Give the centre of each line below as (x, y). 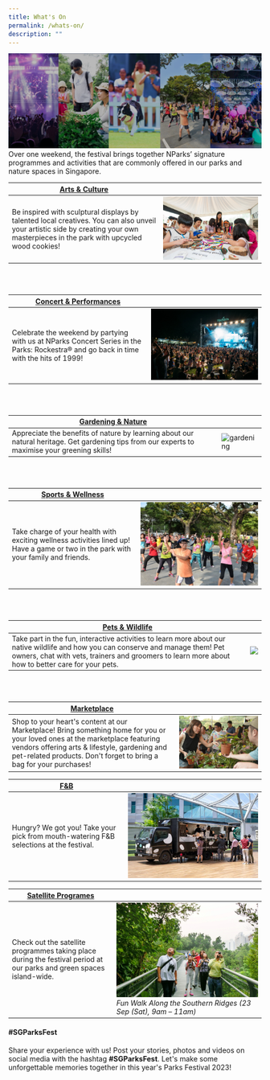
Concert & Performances (78, 301)
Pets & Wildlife (127, 626)
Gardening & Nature (113, 421)
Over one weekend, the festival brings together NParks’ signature (117, 154)
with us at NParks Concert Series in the (77, 341)
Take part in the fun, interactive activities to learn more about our (119, 639)
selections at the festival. (53, 845)
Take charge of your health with (64, 532)
